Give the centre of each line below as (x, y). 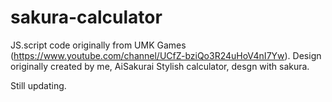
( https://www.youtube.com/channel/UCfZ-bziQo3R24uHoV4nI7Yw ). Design (166, 55)
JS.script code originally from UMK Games (98, 45)
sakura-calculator (86, 17)
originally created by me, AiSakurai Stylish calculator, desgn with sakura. (160, 66)
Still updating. (38, 85)
